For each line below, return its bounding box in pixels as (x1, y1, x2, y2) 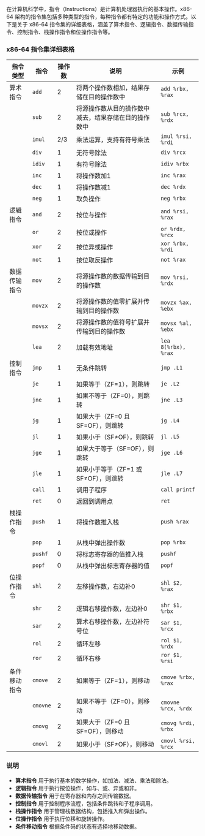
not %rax (160, 256, 186, 264)
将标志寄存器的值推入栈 (76, 550, 144, 559)
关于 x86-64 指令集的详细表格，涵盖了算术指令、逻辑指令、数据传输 (16, 21, 189, 28)
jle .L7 (160, 470, 183, 477)
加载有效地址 (76, 343, 113, 352)
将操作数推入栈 (76, 518, 120, 526)
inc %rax (160, 172, 186, 179)
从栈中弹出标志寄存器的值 (76, 561, 150, 570)
